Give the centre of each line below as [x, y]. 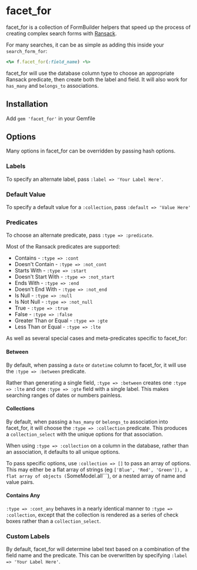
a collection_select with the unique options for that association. [85, 434]
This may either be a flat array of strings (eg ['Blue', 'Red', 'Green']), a [97, 469]
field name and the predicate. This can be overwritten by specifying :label [97, 555]
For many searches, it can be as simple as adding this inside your [85, 45]
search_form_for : [27, 51]
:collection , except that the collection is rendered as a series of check [92, 515]
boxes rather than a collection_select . [54, 521]
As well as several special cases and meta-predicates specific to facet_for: [97, 338]
